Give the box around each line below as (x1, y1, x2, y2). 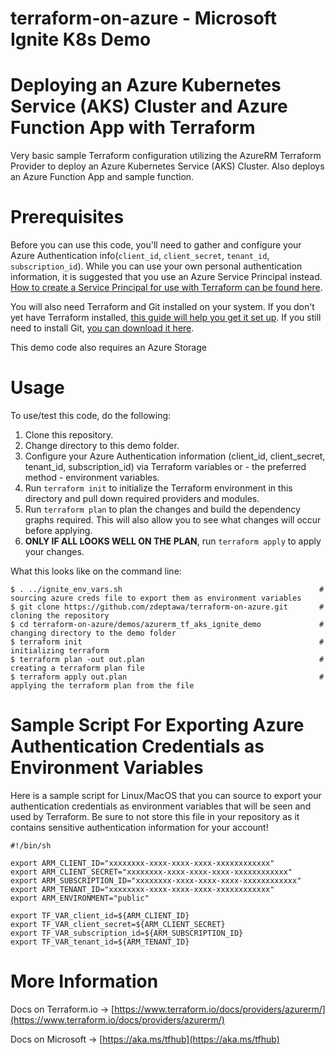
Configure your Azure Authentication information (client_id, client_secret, (24, 450, 326, 462)
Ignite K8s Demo (10, 28, 152, 51)
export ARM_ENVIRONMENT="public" (10, 893, 150, 903)
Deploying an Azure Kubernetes (10, 74, 282, 97)
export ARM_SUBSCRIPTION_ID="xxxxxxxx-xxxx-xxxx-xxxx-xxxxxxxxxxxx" (10, 875, 302, 886)
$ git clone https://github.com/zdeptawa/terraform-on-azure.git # (10, 602, 325, 612)
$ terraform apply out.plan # (10, 672, 325, 682)
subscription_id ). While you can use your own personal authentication (10, 260, 303, 272)
